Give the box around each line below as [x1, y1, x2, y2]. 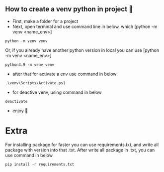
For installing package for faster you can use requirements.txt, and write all [5, 142, 159, 148]
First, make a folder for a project [12, 18, 79, 24]
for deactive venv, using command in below [12, 89, 102, 95]
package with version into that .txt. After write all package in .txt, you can [5, 147, 155, 153]
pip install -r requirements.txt [5, 162, 75, 167]
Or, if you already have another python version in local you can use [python [5, 47, 160, 53]
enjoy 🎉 [12, 108, 28, 114]
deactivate [5, 99, 28, 104]
